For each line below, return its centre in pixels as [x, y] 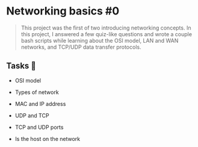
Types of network [37, 92]
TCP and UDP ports [39, 127]
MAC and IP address [40, 104]
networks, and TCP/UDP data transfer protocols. [81, 47]
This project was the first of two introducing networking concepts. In [106, 28]
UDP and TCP [32, 115]
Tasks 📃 [21, 66]
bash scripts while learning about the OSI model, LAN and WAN [100, 40]
